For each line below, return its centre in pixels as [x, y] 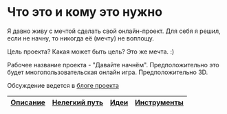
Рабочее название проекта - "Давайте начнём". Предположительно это [113, 65]
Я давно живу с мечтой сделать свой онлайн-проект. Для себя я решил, [114, 31]
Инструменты [159, 102]
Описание [28, 102]
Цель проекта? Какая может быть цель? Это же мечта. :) [91, 52]
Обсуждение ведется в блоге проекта [63, 85]
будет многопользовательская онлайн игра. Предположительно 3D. [108, 72]
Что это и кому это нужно [85, 12]
